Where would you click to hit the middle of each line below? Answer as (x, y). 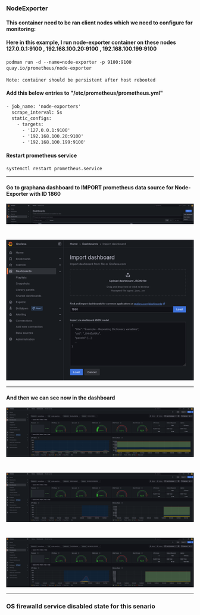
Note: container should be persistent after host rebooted (81, 80)
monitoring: (21, 29)
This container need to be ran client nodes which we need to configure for (99, 23)
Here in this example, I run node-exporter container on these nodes (91, 42)
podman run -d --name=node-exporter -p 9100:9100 (69, 62)
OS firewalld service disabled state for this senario (81, 607)
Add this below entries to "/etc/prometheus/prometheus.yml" (85, 93)
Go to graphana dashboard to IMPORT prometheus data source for (90, 187)
